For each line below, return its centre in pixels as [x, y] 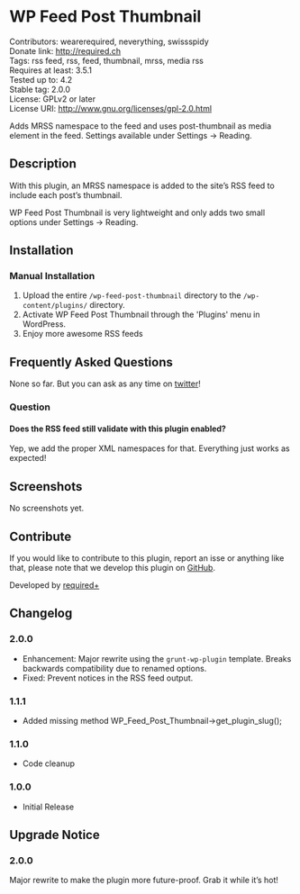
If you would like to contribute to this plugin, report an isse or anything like [147, 558]
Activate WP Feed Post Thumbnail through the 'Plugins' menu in [141, 315]
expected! [28, 458]
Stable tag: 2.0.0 [40, 89]
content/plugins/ [55, 306]
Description [43, 164]
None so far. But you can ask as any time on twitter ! [105, 384]
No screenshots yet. [47, 508]
